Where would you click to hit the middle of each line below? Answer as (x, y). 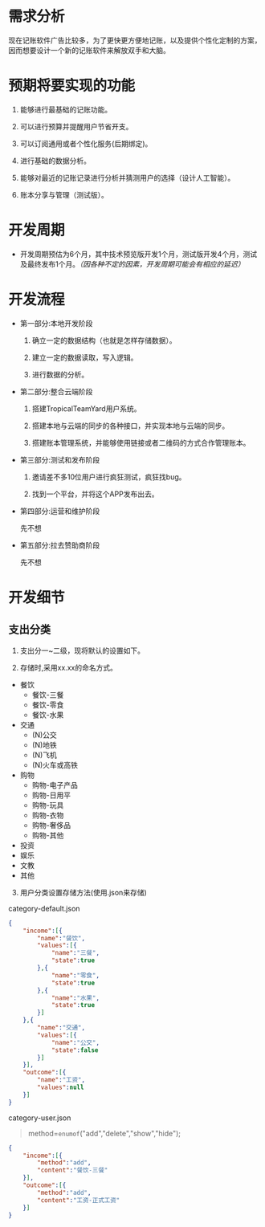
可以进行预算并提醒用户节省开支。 (76, 126)
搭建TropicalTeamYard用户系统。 (86, 408)
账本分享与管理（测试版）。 (64, 194)
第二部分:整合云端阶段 (56, 391)
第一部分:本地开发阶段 (56, 323)
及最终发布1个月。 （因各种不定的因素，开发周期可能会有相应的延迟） (132, 264)
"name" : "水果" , (75, 998)
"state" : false (75, 1050)
